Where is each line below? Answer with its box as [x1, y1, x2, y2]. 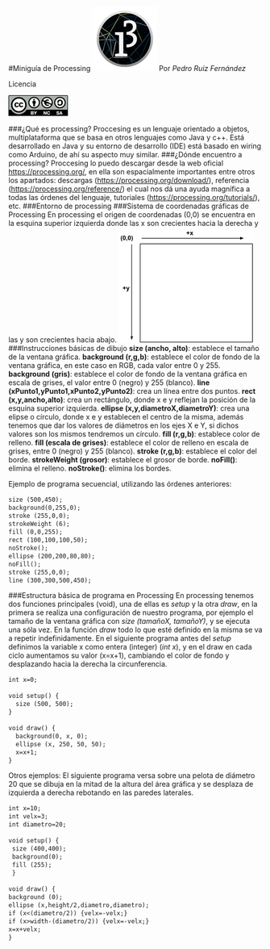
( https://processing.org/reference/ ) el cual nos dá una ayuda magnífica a [8, 184, 251, 194]
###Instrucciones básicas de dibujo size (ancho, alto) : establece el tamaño [8, 344, 260, 353]
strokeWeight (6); [8, 520, 70, 528]
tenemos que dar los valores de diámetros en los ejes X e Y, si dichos [8, 420, 239, 430]
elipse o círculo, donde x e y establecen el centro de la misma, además [8, 412, 244, 421]
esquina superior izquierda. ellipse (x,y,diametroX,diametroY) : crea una [8, 403, 250, 413]
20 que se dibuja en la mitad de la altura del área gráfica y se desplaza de [8, 780, 254, 788]
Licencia [8, 79, 36, 89]
